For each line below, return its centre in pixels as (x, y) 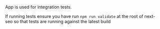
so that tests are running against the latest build (62, 22)
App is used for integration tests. (38, 7)
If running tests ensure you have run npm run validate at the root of (74, 16)
